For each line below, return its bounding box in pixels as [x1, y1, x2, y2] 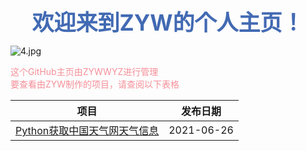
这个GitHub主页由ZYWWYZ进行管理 [10, 66, 159, 77]
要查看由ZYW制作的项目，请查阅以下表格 [10, 78, 180, 90]
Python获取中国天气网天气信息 [15, 124, 160, 137]
